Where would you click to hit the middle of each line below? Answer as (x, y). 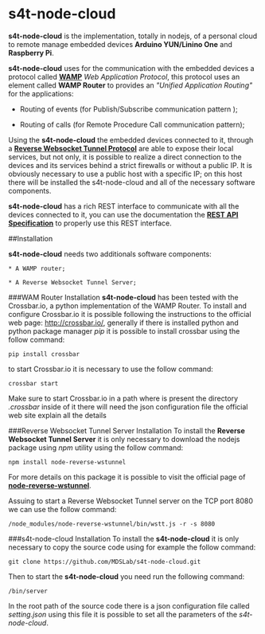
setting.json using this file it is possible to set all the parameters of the (123, 614)
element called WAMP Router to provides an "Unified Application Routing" (131, 85)
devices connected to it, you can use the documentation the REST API (123, 214)
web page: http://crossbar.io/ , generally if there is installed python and (123, 323)
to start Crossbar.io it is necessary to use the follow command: (111, 369)
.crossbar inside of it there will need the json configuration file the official (128, 406)
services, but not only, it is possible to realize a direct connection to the (125, 157)
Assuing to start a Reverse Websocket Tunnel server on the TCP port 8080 (131, 501)
